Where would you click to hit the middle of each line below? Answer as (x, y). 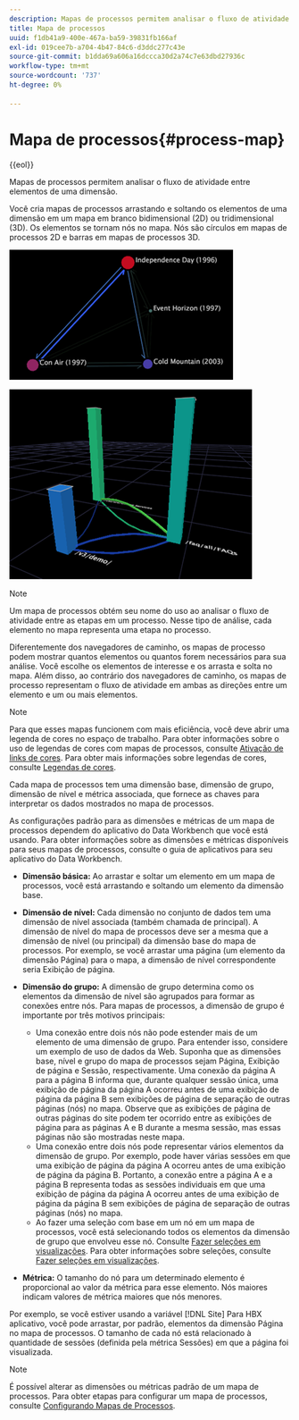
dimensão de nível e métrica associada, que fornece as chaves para (135, 794)
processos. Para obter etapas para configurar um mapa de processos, (138, 1396)
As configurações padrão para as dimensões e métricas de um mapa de (142, 820)
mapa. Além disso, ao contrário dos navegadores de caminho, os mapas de (148, 676)
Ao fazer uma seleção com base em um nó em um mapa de (145, 1222)
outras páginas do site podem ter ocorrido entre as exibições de (154, 1118)
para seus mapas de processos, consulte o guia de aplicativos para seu (141, 849)
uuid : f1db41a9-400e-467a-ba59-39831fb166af (93, 38)
